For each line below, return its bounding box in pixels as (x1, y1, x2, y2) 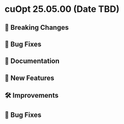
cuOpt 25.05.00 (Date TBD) (4, 3, 120, 15)
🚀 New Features (4, 73, 55, 82)
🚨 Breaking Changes (4, 23, 69, 32)
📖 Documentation (4, 57, 60, 65)
